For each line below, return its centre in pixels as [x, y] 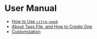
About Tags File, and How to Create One [52, 26]
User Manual [31, 8]
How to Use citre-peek [35, 21]
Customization [26, 31]
